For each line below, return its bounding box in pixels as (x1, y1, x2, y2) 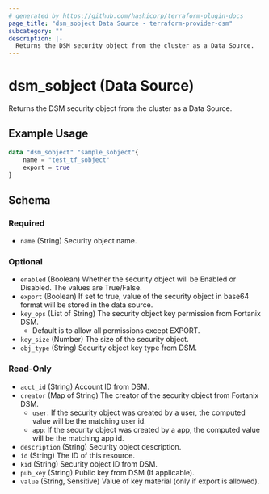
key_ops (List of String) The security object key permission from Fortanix (19, 309, 261, 319)
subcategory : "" (8, 27, 63, 35)
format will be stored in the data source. (19, 300, 153, 310)
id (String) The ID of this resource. (19, 450, 136, 460)
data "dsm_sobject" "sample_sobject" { (8, 148, 139, 156)
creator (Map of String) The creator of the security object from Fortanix (19, 390, 259, 400)
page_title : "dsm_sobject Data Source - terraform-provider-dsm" (8, 19, 233, 27)
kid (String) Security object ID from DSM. (19, 458, 158, 469)
